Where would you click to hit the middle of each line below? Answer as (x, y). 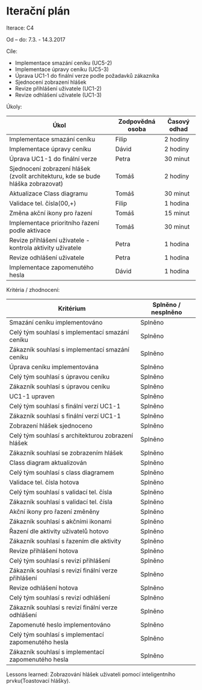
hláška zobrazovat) (36, 183)
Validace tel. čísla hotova (44, 482)
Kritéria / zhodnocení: (33, 290)
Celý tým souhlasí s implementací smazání (69, 332)
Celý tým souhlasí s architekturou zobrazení (71, 435)
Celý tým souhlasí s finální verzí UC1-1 (65, 406)
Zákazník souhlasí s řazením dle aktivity (65, 541)
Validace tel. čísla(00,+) (43, 203)
